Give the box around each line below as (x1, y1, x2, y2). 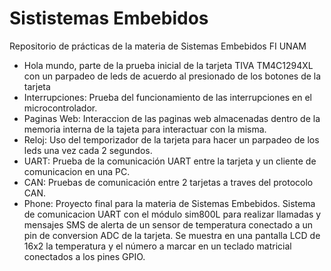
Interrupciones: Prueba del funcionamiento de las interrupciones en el (23, 91, 312, 103)
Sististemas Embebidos (9, 7, 209, 30)
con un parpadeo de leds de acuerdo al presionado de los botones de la (23, 70, 322, 82)
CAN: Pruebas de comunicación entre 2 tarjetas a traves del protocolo (23, 176, 314, 188)
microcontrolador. (23, 102, 98, 114)
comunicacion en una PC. (23, 165, 131, 177)
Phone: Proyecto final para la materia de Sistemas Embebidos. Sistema (23, 197, 316, 209)
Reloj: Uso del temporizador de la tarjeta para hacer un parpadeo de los (23, 133, 320, 146)
